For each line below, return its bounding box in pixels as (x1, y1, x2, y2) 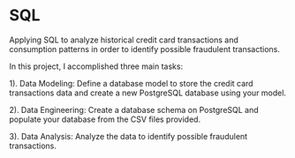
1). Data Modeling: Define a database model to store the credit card (9, 78, 253, 88)
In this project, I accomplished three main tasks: (9, 61, 184, 71)
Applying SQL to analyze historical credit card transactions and (9, 34, 238, 45)
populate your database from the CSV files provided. (9, 114, 201, 124)
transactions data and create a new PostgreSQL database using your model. (9, 87, 287, 98)
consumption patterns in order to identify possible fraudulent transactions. (9, 43, 280, 54)
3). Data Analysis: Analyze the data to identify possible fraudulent (9, 131, 248, 141)
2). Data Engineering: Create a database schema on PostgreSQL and (9, 104, 259, 115)
